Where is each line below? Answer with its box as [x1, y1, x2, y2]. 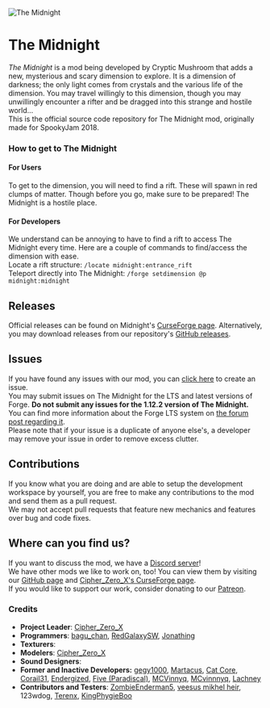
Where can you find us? [8, 537, 131, 551]
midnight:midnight [8, 277, 70, 286]
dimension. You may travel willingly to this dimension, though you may [8, 88, 242, 98]
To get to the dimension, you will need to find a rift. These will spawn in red [8, 181, 258, 191]
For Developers [8, 216, 61, 226]
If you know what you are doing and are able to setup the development [8, 479, 243, 488]
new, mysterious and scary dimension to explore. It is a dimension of [8, 71, 236, 81]
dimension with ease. [8, 251, 79, 262]
